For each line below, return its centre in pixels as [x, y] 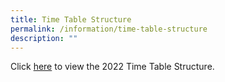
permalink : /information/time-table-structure [109, 29]
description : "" [44, 38]
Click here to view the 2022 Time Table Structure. [112, 67]
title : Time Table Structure [71, 19]
